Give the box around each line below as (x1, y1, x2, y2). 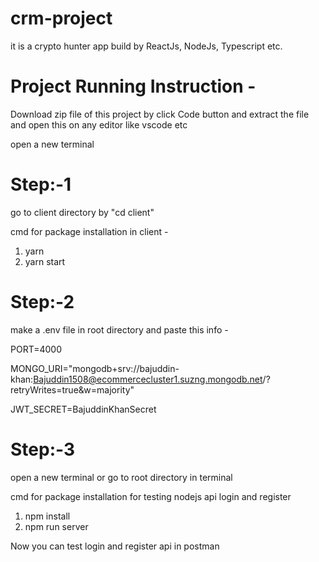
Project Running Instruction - (10, 75, 257, 98)
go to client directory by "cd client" (10, 206, 155, 218)
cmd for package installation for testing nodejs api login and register (10, 490, 292, 502)
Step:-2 (10, 291, 75, 313)
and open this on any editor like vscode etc (10, 118, 188, 131)
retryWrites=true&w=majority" (10, 383, 135, 396)
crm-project (10, 7, 113, 30)
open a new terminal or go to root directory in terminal (10, 471, 233, 483)
